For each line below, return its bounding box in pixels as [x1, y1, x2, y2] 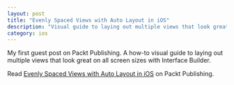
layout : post [7, 10, 45, 17]
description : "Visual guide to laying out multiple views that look [7, 23, 210, 30]
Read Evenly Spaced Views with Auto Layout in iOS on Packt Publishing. [7, 70, 214, 78]
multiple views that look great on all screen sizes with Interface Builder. [7, 56, 211, 65]
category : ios [7, 29, 49, 37]
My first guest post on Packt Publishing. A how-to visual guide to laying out [7, 49, 224, 57]
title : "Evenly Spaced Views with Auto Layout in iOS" [7, 17, 170, 24]
